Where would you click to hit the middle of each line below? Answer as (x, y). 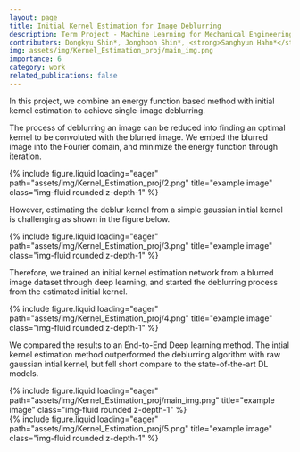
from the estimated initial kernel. (68, 292)
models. (24, 373)
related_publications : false (63, 76)
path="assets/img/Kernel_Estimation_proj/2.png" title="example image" (141, 183)
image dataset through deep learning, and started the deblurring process (144, 282)
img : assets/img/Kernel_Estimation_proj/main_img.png (112, 51)
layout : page (33, 17)
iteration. (25, 156)
